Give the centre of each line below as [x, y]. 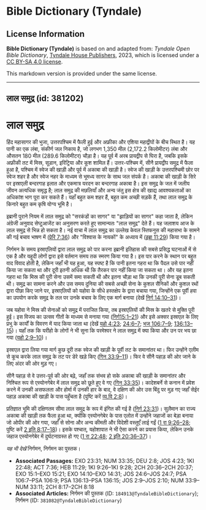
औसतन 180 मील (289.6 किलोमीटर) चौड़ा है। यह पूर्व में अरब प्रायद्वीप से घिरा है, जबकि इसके [97, 156]
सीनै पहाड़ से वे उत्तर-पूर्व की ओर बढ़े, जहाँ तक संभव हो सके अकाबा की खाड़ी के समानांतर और [96, 376]
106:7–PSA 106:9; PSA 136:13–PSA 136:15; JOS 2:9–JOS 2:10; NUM [99, 481]
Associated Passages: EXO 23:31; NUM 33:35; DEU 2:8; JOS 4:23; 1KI [105, 461]
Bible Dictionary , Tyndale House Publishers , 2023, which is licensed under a [103, 55]
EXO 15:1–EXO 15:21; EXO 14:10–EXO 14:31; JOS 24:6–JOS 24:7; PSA [101, 474]
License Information [45, 34]
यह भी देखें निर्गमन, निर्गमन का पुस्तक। [44, 449]
